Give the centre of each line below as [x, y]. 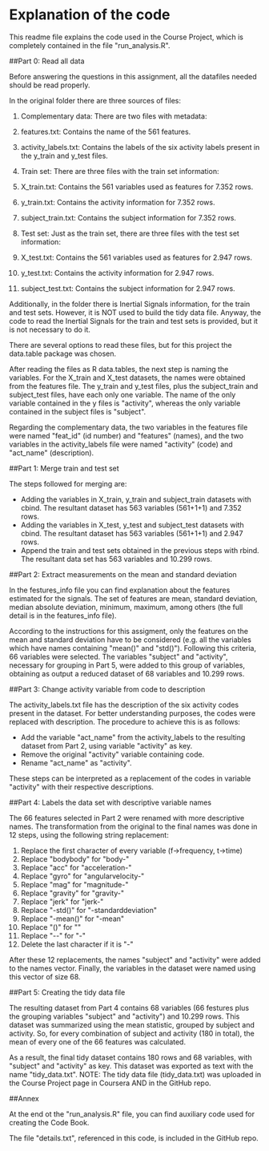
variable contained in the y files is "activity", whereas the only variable [125, 403]
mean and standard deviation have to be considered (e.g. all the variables [130, 640]
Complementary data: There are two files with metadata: [114, 116]
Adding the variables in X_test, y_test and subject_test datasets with [132, 525]
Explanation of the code [90, 15]
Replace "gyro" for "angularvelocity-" [82, 876]
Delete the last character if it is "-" [77, 944]
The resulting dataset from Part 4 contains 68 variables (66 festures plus [129, 1008]
